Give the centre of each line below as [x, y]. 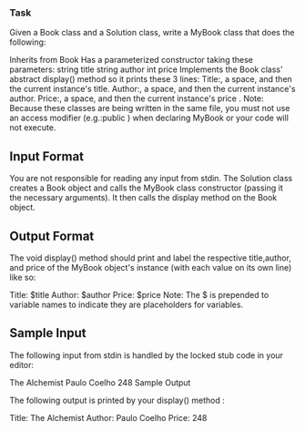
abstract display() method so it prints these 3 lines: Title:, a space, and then [151, 79]
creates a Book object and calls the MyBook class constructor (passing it [147, 188]
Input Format [47, 156]
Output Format [52, 236]
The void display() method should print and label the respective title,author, [150, 258]
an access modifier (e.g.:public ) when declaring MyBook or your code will [149, 118]
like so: [23, 277]
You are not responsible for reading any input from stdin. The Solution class [151, 179]
